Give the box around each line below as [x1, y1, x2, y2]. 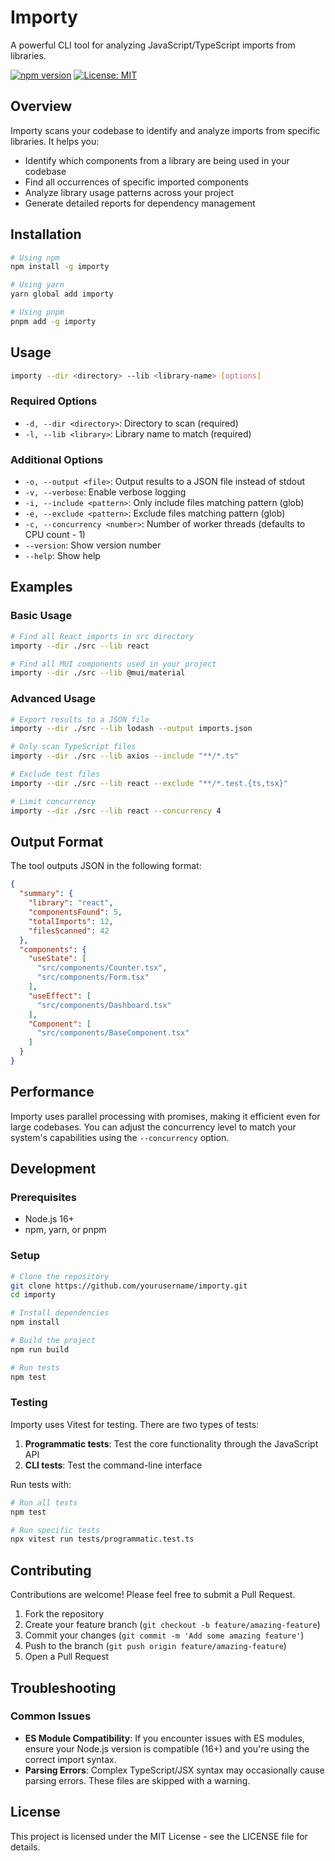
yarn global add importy [10, 289, 114, 300]
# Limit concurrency [10, 796, 97, 806]
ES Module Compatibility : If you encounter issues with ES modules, [24, 1732, 305, 1744]
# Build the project [10, 1336, 97, 1346]
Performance [10, 1084, 95, 1101]
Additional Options [10, 452, 104, 466]
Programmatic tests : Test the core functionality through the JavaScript [24, 1437, 319, 1450]
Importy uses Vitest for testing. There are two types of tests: [10, 1418, 260, 1430]
